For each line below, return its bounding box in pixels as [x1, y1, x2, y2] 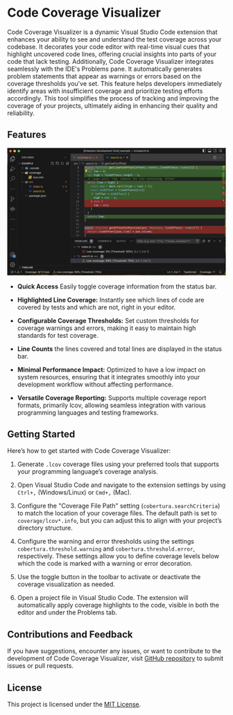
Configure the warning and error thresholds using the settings [17, 537, 194, 546]
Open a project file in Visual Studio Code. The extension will [17, 594, 189, 602]
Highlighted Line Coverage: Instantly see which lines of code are [17, 295, 205, 304]
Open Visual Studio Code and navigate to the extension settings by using [17, 481, 226, 490]
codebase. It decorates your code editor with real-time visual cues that [7, 42, 210, 51]
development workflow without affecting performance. [17, 380, 174, 388]
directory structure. [17, 524, 73, 532]
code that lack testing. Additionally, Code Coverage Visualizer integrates [7, 57, 214, 65]
